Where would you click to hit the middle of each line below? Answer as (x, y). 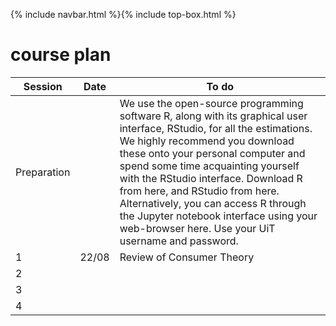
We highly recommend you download (207, 141)
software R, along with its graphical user (213, 116)
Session (43, 86)
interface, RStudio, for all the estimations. (216, 128)
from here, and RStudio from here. (199, 191)
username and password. (179, 241)
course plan (61, 55)
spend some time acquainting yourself (209, 166)
